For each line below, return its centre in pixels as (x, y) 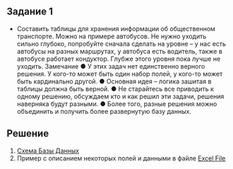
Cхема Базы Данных (48, 151)
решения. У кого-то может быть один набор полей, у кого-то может (120, 74)
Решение (28, 134)
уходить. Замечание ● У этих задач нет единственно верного (111, 66)
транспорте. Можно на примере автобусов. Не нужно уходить (112, 36)
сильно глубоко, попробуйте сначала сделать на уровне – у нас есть (121, 43)
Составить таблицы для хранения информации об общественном (116, 28)
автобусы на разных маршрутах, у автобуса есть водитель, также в (120, 51)
